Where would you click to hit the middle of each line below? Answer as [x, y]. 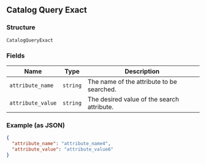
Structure [21, 28]
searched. [102, 89]
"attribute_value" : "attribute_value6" [63, 149]
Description [142, 71]
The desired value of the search [133, 99]
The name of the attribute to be [132, 81]
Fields [16, 56]
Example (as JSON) [36, 125]
